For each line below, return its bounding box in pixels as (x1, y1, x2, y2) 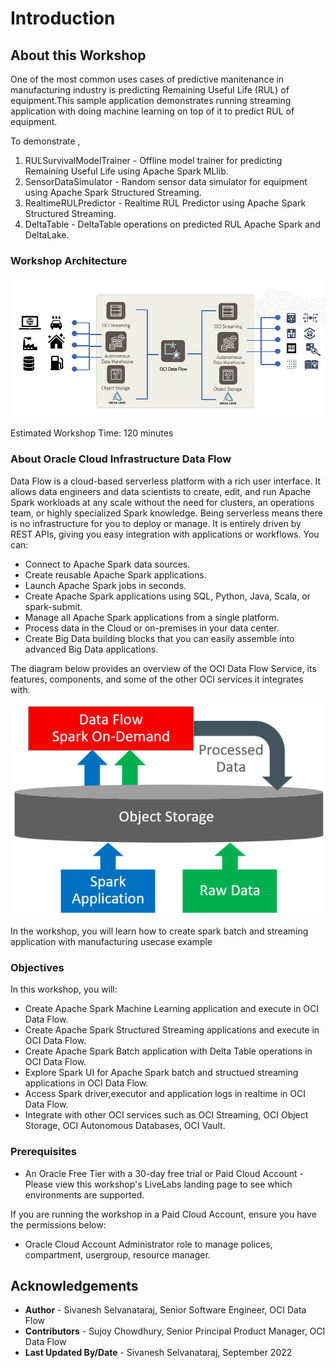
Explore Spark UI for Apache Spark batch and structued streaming (24, 1067, 299, 1079)
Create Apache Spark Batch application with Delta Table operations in (24, 1045, 313, 1057)
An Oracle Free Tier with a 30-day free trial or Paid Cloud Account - (24, 1167, 305, 1179)
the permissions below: (10, 1218, 107, 1231)
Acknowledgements (10, 1277, 139, 1294)
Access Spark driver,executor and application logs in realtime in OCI (24, 1088, 306, 1100)
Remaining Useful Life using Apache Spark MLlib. (24, 165, 229, 177)
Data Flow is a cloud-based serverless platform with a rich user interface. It (10, 475, 322, 487)
